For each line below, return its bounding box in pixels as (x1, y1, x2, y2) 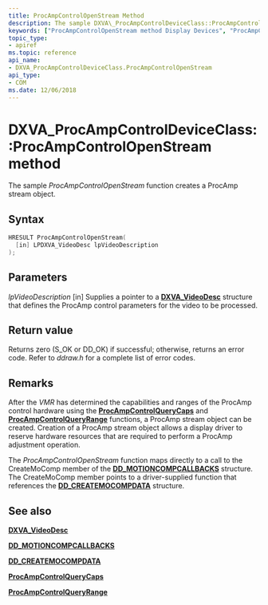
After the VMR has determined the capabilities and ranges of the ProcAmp (8, 397, 253, 408)
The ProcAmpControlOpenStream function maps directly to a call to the (8, 456, 243, 465)
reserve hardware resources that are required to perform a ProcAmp (8, 432, 233, 441)
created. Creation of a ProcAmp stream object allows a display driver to (8, 423, 243, 432)
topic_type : (8, 34, 48, 42)
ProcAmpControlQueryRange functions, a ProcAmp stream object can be (8, 415, 252, 424)
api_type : (8, 71, 41, 79)
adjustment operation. (8, 440, 81, 450)
